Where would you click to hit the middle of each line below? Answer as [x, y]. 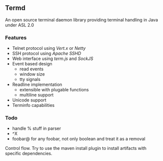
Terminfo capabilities [33, 105]
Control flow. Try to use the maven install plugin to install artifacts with [76, 148]
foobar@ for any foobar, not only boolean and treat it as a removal [79, 139]
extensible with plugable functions [54, 90]
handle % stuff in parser [36, 128]
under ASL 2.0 [20, 25]
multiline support [36, 95]
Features [16, 38]
